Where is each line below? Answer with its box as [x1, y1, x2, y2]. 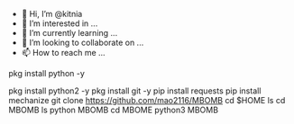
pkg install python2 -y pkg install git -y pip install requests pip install [8, 85, 262, 96]
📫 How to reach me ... [21, 48, 106, 58]
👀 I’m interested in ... [21, 18, 98, 29]
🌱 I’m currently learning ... [21, 28, 118, 38]
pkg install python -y [8, 68, 85, 78]
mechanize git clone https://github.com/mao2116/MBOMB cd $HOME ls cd [8, 95, 286, 105]
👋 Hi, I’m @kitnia [21, 9, 83, 19]
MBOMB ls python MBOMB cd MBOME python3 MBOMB [8, 104, 218, 115]
